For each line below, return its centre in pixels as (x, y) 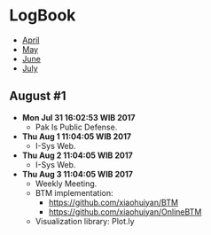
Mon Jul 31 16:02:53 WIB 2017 (78, 117)
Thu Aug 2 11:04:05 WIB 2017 (77, 155)
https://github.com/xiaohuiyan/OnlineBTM (125, 211)
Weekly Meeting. (66, 184)
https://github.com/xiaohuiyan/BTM (113, 202)
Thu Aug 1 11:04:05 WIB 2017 (76, 136)
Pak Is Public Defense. (76, 127)
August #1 (38, 96)
